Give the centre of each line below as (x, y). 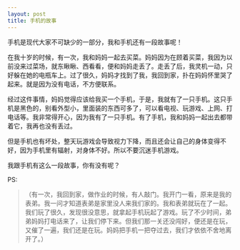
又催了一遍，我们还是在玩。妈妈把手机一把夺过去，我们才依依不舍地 (125, 230)
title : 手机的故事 (32, 21)
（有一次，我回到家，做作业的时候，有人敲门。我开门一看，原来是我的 (128, 194)
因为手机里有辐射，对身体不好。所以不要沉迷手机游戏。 (101, 150)
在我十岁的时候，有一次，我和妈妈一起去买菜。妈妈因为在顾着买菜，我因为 (117, 57)
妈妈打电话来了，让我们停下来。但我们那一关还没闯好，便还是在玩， (131, 221)
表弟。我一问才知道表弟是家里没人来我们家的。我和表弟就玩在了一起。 (128, 203)
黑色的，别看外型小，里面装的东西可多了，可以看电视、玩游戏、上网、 (123, 108)
